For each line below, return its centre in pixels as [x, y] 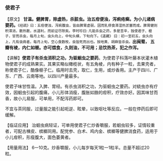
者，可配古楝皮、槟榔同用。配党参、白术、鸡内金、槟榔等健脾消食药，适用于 [81, 131]
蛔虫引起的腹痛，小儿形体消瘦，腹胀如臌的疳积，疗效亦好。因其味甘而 [88, 93]
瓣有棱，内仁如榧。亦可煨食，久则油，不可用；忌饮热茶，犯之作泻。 [73, 48]
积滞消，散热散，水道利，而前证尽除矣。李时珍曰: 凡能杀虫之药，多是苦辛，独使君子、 [77, 31]
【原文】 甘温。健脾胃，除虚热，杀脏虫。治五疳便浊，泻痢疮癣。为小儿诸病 [80, 19]
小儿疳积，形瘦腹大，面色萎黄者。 [39, 137]
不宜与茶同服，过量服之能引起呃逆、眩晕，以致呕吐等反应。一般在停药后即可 [81, 109]
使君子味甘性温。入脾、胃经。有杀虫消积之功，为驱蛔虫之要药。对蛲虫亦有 [79, 86]
